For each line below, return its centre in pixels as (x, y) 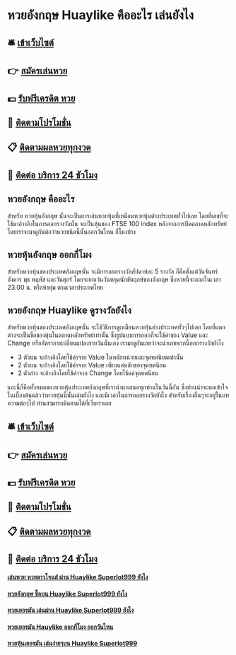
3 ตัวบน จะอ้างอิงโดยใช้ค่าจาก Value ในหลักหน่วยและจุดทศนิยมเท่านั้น (100, 357)
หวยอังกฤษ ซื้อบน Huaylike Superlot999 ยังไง (67, 594)
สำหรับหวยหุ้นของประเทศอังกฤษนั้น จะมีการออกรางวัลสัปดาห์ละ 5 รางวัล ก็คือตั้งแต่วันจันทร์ (113, 271)
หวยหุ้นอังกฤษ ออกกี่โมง (49, 254)
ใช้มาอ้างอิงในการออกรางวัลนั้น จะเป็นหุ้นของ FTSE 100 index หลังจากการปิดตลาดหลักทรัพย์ (117, 224)
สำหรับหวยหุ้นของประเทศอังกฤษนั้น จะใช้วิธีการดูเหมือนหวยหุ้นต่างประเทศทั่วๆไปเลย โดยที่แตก (117, 327)
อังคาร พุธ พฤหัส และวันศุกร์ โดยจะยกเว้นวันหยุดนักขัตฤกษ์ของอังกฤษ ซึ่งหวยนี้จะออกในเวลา (114, 280)
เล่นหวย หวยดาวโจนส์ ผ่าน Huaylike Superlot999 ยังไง (78, 577)
